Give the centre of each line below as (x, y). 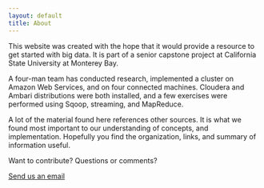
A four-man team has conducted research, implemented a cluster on (121, 78)
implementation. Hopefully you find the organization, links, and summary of (132, 136)
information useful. (39, 145)
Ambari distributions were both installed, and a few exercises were (118, 95)
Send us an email (37, 176)
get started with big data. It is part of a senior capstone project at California (132, 54)
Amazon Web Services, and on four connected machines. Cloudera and (126, 87)
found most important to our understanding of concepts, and (108, 128)
